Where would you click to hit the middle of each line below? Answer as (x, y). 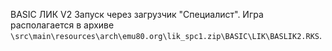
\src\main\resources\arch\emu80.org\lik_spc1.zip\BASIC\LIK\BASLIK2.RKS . (166, 35)
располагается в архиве (62, 25)
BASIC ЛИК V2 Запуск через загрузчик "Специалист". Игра (137, 14)
